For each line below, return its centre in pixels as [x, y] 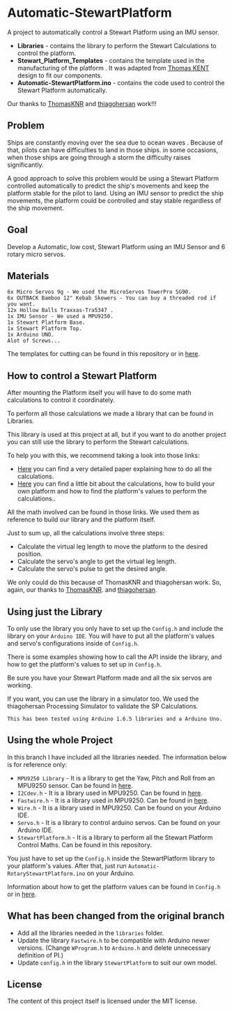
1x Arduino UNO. [31, 335]
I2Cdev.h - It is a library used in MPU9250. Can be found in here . [110, 793]
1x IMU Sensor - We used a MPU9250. [60, 317]
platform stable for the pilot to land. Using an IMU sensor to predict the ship [116, 193]
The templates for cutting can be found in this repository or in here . [104, 354]
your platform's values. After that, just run [67, 865]
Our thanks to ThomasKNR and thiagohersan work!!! [82, 103]
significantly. [25, 165]
